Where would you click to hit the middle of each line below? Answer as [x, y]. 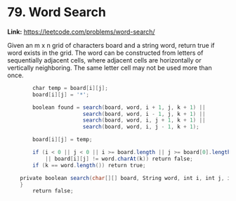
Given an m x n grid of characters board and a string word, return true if [111, 45]
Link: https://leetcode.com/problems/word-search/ [81, 32]
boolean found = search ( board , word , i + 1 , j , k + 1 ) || [119, 107]
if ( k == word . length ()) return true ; [89, 165]
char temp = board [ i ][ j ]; [71, 88]
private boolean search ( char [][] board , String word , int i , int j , [122, 178]
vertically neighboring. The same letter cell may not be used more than [110, 67]
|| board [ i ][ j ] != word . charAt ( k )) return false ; [119, 159]
